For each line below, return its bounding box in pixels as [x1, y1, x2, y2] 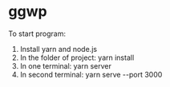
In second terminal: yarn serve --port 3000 [19, 69, 163, 79]
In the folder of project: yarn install [19, 53, 135, 62]
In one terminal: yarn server [19, 61, 112, 70]
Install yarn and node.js [19, 44, 98, 53]
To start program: [8, 29, 67, 38]
